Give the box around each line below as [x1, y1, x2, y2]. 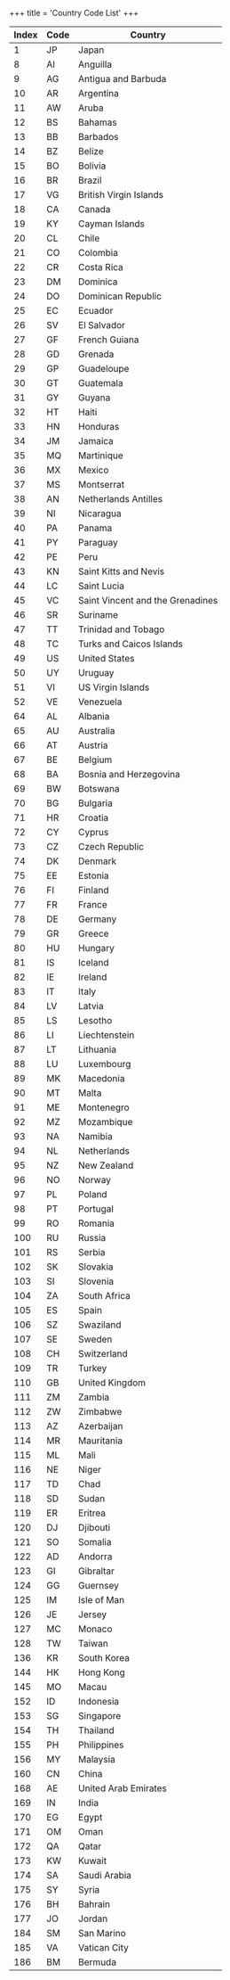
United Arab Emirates [78, 1782, 167, 1795]
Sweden [78, 1333, 113, 1345]
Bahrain [78, 1898, 111, 1910]
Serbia [78, 1246, 106, 1258]
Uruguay [78, 667, 115, 678]
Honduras [78, 421, 120, 432]
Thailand [78, 1724, 115, 1737]
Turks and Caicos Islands [78, 637, 184, 650]
